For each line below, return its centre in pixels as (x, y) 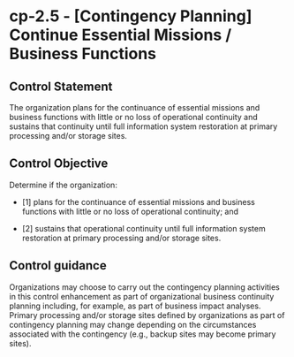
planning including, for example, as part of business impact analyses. (135, 306)
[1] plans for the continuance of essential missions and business (139, 201)
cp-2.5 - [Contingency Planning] (131, 16)
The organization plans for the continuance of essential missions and (135, 107)
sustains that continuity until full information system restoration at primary (143, 126)
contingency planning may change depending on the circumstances (133, 324)
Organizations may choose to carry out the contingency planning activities (145, 287)
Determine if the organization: (63, 185)
